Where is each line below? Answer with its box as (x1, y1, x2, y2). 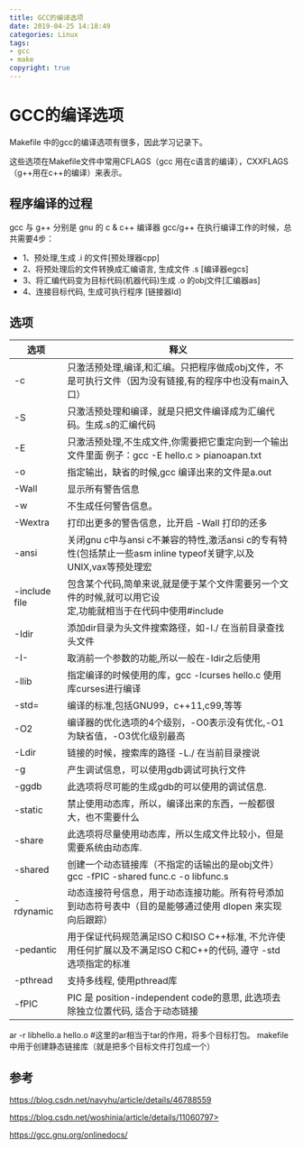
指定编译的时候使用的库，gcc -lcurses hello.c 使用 (67, 669, 282, 682)
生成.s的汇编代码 (85, 418, 156, 431)
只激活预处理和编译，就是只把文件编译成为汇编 (67, 405, 266, 418)
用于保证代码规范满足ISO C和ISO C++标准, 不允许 (67, 931, 277, 943)
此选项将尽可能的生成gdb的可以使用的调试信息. (67, 781, 268, 794)
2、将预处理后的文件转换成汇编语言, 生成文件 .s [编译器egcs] (22, 263, 249, 274)
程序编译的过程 (9, 196, 93, 212)
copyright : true (9, 64, 70, 73)
